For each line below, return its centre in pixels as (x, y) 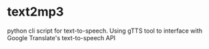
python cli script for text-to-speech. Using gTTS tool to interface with (105, 31)
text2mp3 (35, 12)
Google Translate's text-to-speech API (61, 37)
